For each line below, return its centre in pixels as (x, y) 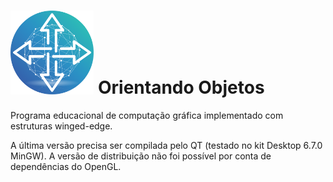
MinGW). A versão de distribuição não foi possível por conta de (141, 156)
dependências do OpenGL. (66, 167)
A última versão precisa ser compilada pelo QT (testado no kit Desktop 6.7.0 (166, 146)
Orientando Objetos (181, 87)
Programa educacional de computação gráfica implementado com (147, 116)
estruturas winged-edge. (61, 126)
